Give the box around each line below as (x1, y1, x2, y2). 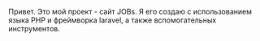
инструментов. (8, 24, 61, 33)
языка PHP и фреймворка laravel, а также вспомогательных (8, 15, 217, 25)
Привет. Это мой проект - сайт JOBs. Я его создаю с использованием (8, 7, 252, 16)
